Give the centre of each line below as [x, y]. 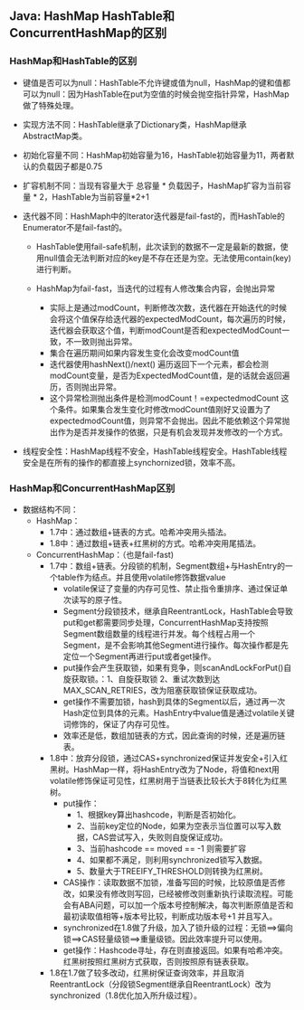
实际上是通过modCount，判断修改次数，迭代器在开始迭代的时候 [168, 307]
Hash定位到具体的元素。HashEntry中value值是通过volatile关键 [179, 713]
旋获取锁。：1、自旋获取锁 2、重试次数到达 [142, 679]
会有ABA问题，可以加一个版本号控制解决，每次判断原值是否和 [178, 905]
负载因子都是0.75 [71, 166]
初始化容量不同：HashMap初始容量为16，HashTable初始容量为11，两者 [154, 155]
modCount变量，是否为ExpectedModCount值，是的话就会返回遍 [170, 375]
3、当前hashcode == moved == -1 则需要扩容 [161, 848]
